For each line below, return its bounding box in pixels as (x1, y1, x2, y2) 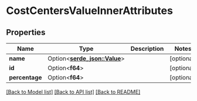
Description (130, 45, 164, 53)
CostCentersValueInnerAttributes (6, 4, 173, 18)
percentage (9, 74, 42, 81)
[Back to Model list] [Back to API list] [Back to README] (6, 89, 141, 95)
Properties (6, 27, 46, 37)
